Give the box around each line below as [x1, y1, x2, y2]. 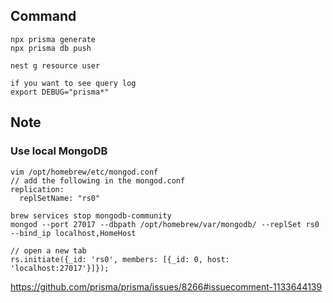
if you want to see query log [10, 78, 137, 88]
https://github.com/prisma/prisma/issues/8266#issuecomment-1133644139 [10, 280, 323, 293]
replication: [10, 184, 65, 194]
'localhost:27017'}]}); [10, 263, 110, 273]
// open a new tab [10, 245, 87, 256]
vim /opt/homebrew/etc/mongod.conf [10, 167, 159, 177]
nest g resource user [10, 60, 101, 71]
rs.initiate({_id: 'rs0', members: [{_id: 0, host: [10, 254, 230, 264]
